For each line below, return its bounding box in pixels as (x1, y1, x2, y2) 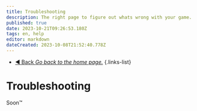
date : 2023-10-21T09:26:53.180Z (6, 25, 87, 32)
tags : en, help (6, 31, 44, 37)
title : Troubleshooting (6, 8, 66, 15)
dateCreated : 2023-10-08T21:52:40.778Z (6, 42, 106, 48)
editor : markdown (6, 36, 50, 42)
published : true (6, 20, 47, 26)
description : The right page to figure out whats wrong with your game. (6, 14, 192, 20)
